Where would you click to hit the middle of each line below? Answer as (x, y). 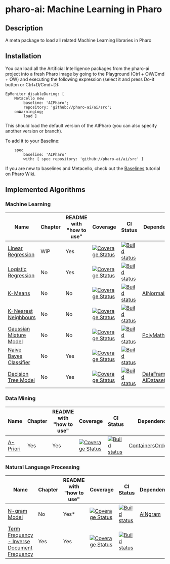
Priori (14, 449)
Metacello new (29, 98)
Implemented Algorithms (46, 190)
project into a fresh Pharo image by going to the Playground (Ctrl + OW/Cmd (85, 74)
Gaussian (19, 328)
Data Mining (20, 399)
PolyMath (154, 335)
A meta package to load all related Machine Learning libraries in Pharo (78, 40)
